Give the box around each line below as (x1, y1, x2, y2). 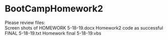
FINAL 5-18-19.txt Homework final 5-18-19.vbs (5, 30, 102, 36)
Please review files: (5, 19, 46, 25)
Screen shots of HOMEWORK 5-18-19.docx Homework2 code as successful (5, 24, 163, 30)
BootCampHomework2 (5, 3, 104, 14)
